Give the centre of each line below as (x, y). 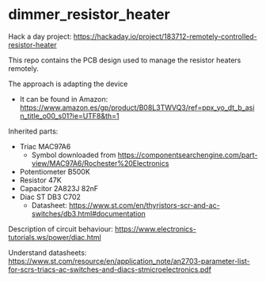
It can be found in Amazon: (64, 99)
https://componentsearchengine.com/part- (188, 155)
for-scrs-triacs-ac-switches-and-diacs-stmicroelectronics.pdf (110, 269)
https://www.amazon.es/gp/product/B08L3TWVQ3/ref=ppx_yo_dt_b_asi (137, 107)
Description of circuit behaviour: (61, 229)
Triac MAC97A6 (45, 146)
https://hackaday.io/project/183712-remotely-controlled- (165, 36)
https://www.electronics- (155, 229)
